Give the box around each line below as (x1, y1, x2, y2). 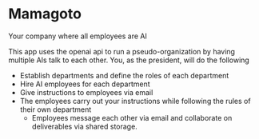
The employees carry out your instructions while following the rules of (19, 96, 251, 105)
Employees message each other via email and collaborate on (31, 113, 233, 122)
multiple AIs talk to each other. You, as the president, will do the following (8, 55, 249, 65)
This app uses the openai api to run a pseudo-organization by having (8, 46, 236, 56)
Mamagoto (8, 5, 82, 23)
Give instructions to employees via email (19, 87, 153, 97)
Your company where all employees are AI (8, 31, 148, 41)
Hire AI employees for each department (19, 79, 150, 89)
